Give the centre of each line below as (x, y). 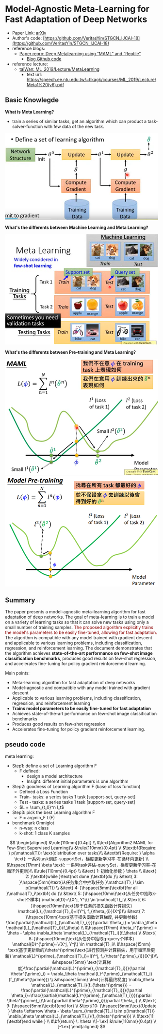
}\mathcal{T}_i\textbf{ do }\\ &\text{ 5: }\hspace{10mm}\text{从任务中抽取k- (81, 893)
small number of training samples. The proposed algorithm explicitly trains (79, 628)
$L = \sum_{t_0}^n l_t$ (42, 807)
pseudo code (25, 744)
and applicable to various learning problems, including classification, (73, 643)
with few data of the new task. (74, 126)
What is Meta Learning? (30, 112)
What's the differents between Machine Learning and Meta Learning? (77, 227)
